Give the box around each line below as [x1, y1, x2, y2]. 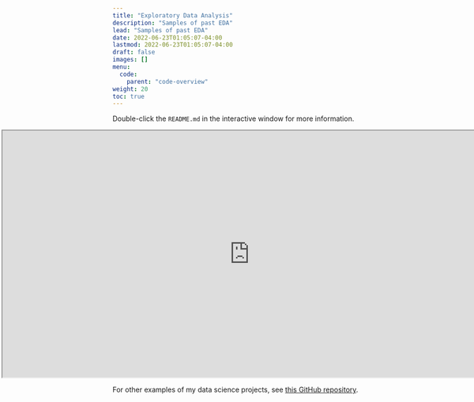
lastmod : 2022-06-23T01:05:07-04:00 [112, 41, 233, 49]
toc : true [112, 92, 145, 100]
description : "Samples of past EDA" [112, 19, 233, 27]
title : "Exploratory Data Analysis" [112, 11, 233, 20]
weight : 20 [112, 85, 149, 93]
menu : [112, 63, 130, 71]
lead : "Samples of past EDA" [112, 26, 209, 34]
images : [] [112, 56, 149, 64]
